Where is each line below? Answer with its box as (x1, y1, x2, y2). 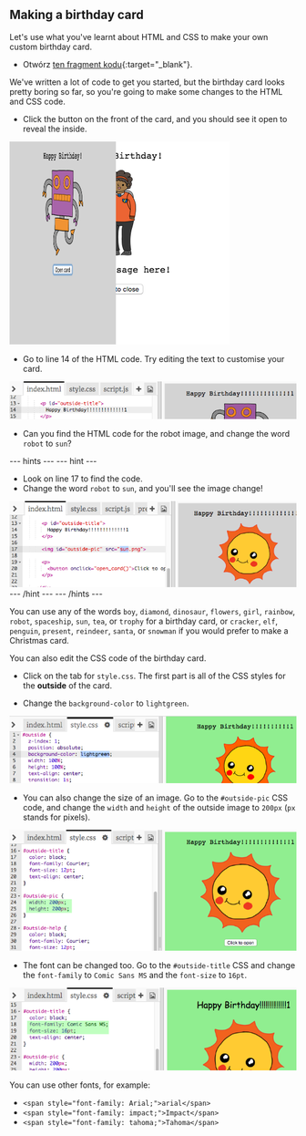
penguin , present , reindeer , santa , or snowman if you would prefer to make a (9, 625, 289, 636)
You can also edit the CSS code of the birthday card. (9, 653, 207, 664)
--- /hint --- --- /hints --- (9, 588, 103, 600)
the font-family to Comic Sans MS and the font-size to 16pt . (22, 970, 248, 981)
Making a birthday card (9, 7, 144, 23)
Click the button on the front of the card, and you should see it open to (22, 113, 288, 124)
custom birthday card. (9, 41, 93, 52)
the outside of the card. (22, 680, 112, 691)
